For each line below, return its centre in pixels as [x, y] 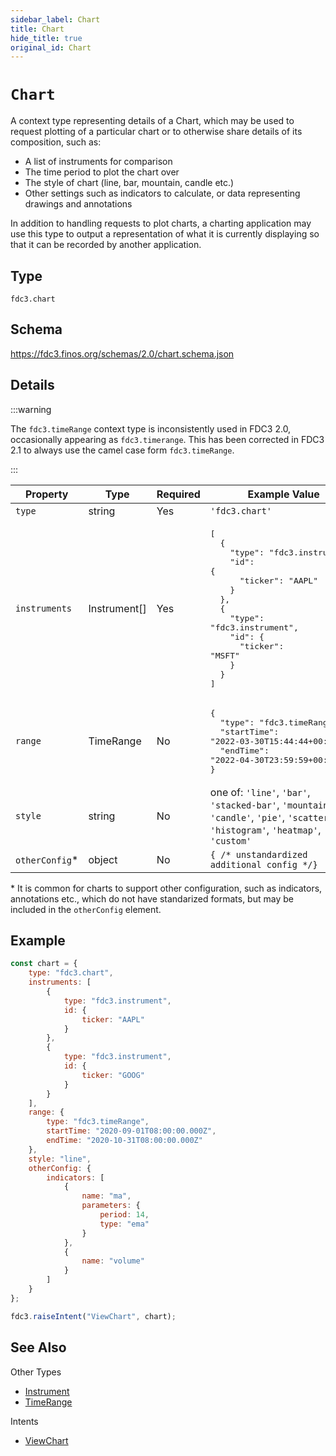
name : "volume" [113, 1261]
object [103, 859]
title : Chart [37, 29]
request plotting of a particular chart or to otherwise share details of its [156, 132]
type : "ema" [124, 1224]
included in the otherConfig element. [86, 909]
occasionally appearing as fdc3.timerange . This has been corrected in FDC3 [167, 439]
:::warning [31, 409]
